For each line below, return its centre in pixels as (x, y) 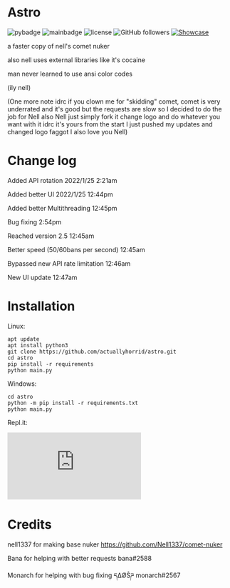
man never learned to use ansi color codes (70, 74)
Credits (30, 524)
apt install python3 (38, 345)
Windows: (22, 384)
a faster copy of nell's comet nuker (59, 46)
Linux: (16, 326)
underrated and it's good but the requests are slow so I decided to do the (115, 109)
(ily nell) (19, 87)
